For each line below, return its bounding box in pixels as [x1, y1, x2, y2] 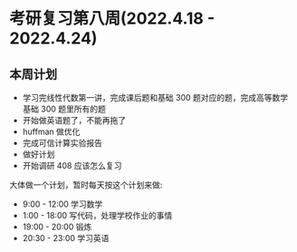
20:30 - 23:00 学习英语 [22, 233, 110, 243]
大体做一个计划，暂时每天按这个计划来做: [9, 179, 163, 190]
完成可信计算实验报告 [22, 138, 102, 148]
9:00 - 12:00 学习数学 [22, 199, 103, 209]
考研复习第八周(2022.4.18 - [9, 8, 216, 29]
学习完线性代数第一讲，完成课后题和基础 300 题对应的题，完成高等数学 [22, 92, 288, 102]
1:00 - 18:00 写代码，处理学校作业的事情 [22, 210, 173, 220]
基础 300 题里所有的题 [22, 103, 106, 114]
